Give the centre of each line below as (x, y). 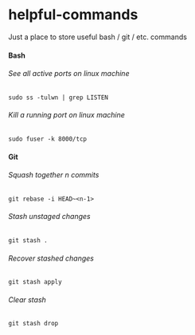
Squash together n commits (54, 175)
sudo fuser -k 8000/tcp (48, 139)
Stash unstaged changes (49, 217)
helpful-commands (73, 15)
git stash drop (33, 324)
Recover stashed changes (51, 258)
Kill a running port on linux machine (67, 115)
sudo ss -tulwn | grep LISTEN (58, 98)
